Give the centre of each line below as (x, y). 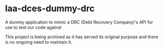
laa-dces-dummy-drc (50, 9)
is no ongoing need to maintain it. (39, 42)
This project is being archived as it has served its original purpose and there (81, 37)
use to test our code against (33, 27)
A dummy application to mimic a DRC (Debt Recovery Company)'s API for (79, 22)
